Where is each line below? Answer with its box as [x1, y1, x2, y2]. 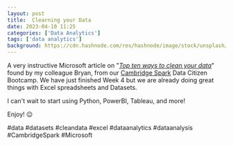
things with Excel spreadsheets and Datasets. [7, 84, 137, 91]
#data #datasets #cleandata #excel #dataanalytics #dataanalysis [7, 124, 193, 131]
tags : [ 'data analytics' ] [7, 36, 82, 43]
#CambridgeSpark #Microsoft [7, 131, 92, 139]
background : [7, 42, 42, 49]
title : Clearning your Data [7, 17, 92, 24]
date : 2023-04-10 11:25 [7, 23, 76, 30]
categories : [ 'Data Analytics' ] [7, 29, 101, 37]
